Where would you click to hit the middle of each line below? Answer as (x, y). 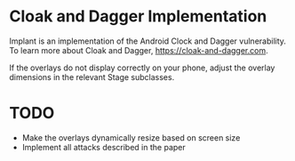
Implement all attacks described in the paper (104, 147)
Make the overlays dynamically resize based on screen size (131, 137)
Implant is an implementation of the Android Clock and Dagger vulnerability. (148, 41)
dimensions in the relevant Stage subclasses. (92, 76)
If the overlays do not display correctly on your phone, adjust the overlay (142, 68)
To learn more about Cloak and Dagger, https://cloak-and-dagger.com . (139, 50)
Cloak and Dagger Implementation (138, 16)
